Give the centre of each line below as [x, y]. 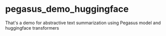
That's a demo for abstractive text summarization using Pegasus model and [83, 23]
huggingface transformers [32, 28]
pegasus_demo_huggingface [67, 9]
